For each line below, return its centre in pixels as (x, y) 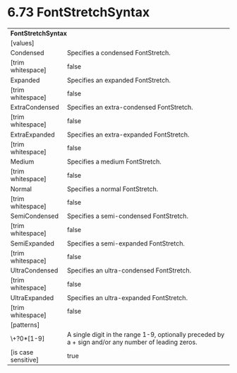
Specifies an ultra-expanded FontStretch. (127, 297)
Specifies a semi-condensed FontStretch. (128, 216)
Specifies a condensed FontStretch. (119, 53)
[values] (22, 42)
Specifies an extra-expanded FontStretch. (128, 134)
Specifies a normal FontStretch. (113, 189)
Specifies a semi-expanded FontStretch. (126, 243)
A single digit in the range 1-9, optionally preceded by (146, 335)
